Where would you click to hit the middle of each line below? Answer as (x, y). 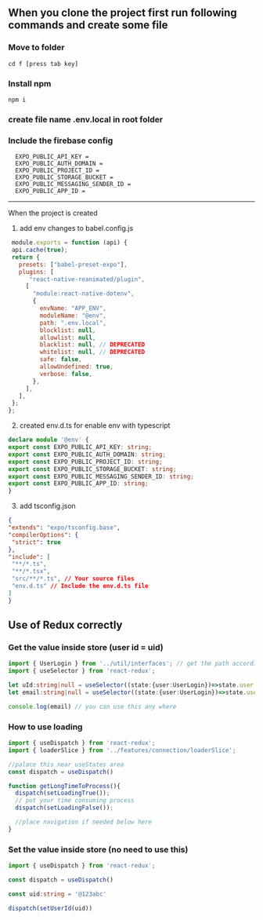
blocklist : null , (68, 330)
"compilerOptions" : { (43, 535)
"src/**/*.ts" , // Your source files (73, 579)
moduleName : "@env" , (73, 316)
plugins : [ (36, 272)
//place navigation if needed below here (84, 822)
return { (26, 257)
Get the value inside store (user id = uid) (86, 648)
